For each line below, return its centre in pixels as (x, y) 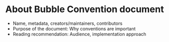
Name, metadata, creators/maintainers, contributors (68, 23)
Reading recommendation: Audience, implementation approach (79, 34)
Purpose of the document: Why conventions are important (74, 28)
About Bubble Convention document (85, 9)
